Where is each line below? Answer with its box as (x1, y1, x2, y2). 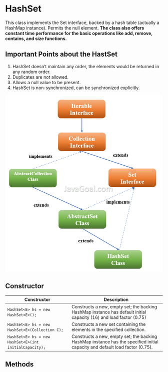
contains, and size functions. (5, 36, 67, 42)
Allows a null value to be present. (12, 79, 81, 85)
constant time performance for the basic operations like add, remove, (5, 30, 152, 36)
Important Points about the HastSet (5, 50, 117, 59)
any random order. (12, 69, 51, 75)
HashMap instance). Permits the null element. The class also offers (5, 25, 144, 31)
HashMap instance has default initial (71, 309, 146, 315)
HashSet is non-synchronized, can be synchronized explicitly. (12, 85, 140, 91)
